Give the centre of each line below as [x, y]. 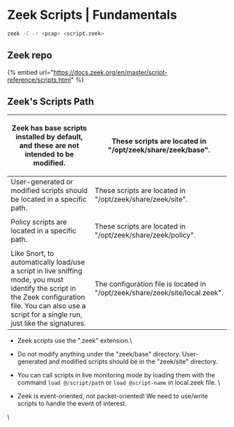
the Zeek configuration [48, 297]
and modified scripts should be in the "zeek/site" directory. [133, 362]
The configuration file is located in [150, 284]
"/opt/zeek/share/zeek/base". [159, 150]
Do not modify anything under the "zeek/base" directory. [99, 354]
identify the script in [44, 289]
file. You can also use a [48, 306]
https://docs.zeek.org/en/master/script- [110, 72]
